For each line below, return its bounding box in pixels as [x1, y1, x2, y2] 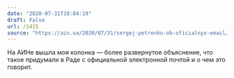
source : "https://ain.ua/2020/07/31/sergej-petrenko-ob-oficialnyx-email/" [7, 29, 232, 37]
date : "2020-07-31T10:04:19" [7, 10, 92, 17]
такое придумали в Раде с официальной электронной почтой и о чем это [7, 56, 226, 64]
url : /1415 [7, 23, 39, 30]
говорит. [7, 63, 33, 71]
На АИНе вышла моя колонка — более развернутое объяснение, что [7, 48, 214, 57]
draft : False [7, 17, 45, 23]
